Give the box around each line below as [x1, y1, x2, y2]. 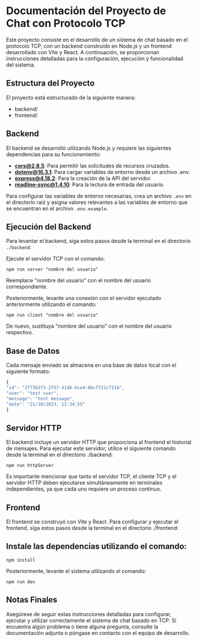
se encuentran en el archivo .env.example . [6, 205, 108, 212]
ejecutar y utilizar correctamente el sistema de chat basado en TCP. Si [6, 617, 176, 624]
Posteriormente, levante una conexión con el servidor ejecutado [6, 295, 162, 302]
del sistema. [6, 61, 35, 68]
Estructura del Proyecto [6, 78, 95, 88]
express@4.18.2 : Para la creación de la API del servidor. [14, 175, 152, 182]
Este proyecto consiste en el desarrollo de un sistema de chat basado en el [6, 36, 188, 43]
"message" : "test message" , [6, 396, 75, 401]
